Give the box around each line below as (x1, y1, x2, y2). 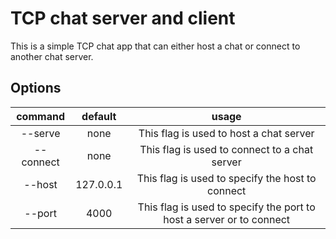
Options (10, 80, 62, 97)
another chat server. (10, 50, 94, 62)
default (81, 109, 117, 123)
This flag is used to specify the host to (136, 171, 317, 185)
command (16, 109, 65, 123)
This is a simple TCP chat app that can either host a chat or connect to (10, 40, 301, 52)
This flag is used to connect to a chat (139, 142, 314, 156)
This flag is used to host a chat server (138, 126, 315, 140)
